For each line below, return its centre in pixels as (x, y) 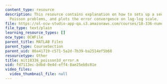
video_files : (19, 70)
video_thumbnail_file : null (39, 74)
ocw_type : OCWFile (24, 38)
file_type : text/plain (29, 28)
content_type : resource (30, 10)
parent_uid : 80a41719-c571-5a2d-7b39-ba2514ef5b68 (59, 51)
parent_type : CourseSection (34, 46)
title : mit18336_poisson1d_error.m (42, 60)
